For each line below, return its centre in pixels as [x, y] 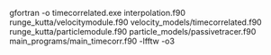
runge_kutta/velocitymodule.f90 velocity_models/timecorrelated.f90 [136, 22]
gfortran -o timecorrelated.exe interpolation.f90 [98, 13]
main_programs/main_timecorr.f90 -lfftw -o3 [92, 41]
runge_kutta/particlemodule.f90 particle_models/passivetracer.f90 [133, 31]
